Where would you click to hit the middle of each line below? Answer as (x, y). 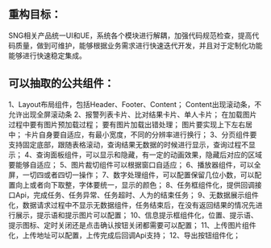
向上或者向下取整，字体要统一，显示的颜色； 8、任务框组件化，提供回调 (135, 184)
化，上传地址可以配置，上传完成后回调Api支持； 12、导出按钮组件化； (124, 235)
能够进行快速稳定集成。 (47, 56)
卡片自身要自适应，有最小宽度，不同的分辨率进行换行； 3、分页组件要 (140, 134)
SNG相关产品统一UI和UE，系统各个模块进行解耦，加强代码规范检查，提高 (130, 35)
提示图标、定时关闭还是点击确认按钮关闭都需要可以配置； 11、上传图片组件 (132, 225)
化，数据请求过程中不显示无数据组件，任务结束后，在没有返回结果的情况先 (132, 205)
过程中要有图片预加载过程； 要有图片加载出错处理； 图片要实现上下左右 (127, 124)
